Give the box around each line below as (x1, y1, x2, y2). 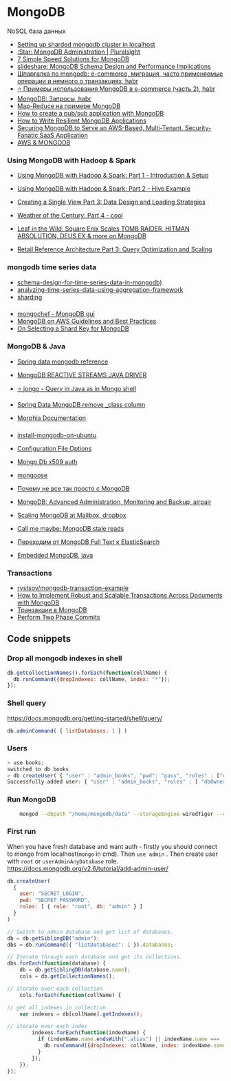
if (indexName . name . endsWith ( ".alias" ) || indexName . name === (37, 1036, 220, 1043)
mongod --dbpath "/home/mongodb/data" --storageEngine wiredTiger (19, 810, 214, 817)
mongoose (16, 471, 48, 479)
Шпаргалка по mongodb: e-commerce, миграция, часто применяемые (16, 70, 223, 78)
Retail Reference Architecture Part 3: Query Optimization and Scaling (16, 245, 212, 253)
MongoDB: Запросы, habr (16, 94, 91, 103)
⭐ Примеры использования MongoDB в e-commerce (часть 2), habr (16, 84, 215, 93)
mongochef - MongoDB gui (16, 310, 95, 318)
